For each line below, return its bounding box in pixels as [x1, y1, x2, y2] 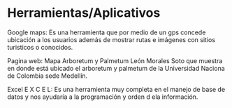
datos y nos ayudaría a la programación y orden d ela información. [7, 93, 198, 101]
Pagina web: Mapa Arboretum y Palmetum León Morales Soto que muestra [7, 56, 223, 65]
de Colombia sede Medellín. [7, 72, 88, 80]
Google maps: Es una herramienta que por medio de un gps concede [7, 28, 206, 36]
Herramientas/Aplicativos [7, 5, 161, 21]
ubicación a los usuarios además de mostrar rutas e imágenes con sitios [7, 35, 215, 43]
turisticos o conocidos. [7, 43, 73, 51]
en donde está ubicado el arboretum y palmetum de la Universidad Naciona [7, 64, 225, 72]
